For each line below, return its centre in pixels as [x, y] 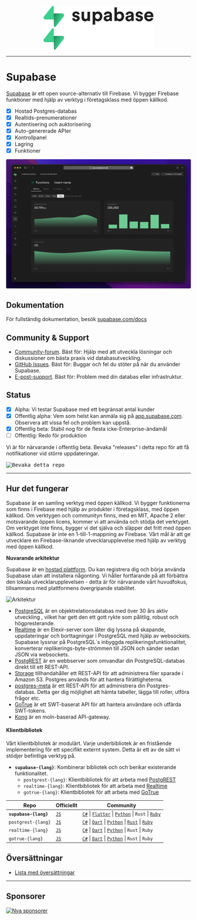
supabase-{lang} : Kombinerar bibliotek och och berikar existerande [95, 767]
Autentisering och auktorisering [52, 124]
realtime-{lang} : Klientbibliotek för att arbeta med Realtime [95, 786]
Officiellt [67, 805]
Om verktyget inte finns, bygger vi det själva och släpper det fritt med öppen [98, 528]
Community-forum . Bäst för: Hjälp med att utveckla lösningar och [93, 352]
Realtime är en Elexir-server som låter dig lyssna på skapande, [90, 629]
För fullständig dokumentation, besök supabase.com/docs [77, 319]
